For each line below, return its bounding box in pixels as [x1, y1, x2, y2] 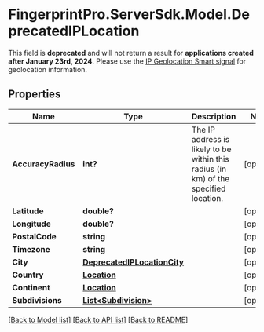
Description [191, 111, 236, 122]
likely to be [191, 144, 232, 155]
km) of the [191, 173, 230, 184]
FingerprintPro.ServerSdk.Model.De [8, 5, 250, 24]
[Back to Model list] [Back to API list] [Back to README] [8, 315, 189, 324]
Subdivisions [12, 294, 62, 305]
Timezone [12, 243, 50, 254]
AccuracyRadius [12, 159, 75, 170]
